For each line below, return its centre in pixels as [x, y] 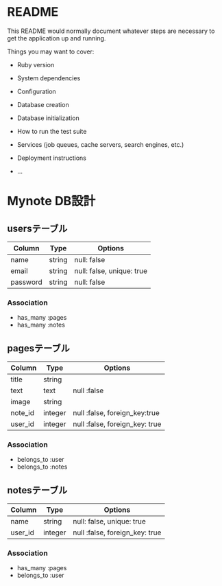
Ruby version [36, 65]
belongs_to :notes [42, 467]
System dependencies [49, 78]
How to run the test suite [52, 131]
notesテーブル [37, 490]
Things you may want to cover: [51, 51]
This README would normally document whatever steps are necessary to [111, 31]
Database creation [43, 104]
